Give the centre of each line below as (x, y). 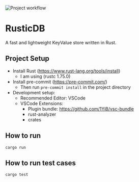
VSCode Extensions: (42, 103)
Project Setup (27, 59)
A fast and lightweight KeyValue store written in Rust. (61, 42)
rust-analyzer (42, 114)
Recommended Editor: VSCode (53, 98)
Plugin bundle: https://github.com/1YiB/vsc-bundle (81, 109)
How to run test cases (41, 163)
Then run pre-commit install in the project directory (75, 87)
